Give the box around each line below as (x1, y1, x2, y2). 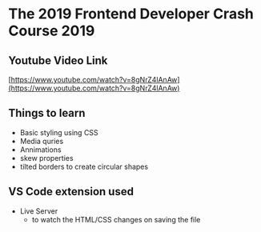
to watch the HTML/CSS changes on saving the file (31, 214, 201, 224)
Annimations (19, 145, 62, 154)
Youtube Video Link (8, 54, 108, 67)
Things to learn (8, 106, 86, 120)
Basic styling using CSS (19, 127, 98, 137)
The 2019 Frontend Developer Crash (8, 5, 254, 23)
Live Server (19, 206, 58, 216)
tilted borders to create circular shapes (19, 162, 149, 171)
